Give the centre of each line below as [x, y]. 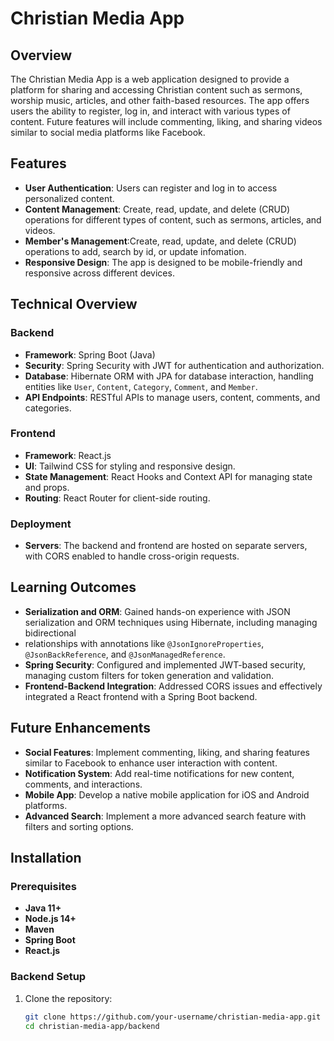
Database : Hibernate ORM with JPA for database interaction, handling [169, 376]
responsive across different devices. [99, 273]
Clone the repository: [68, 998]
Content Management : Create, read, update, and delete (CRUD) [157, 209]
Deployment [41, 524]
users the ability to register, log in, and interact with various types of [150, 111]
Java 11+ [43, 908]
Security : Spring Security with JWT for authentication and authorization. [174, 365]
